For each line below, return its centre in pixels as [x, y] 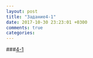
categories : [20, 33]
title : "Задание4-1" [31, 17]
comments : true [25, 28]
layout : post [22, 11]
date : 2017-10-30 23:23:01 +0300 [47, 22]
